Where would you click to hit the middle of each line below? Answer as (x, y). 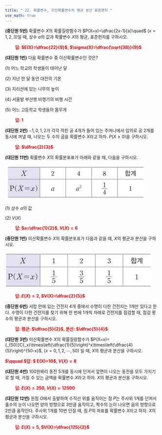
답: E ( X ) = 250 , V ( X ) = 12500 (45, 388)
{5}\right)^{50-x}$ (23, 350)
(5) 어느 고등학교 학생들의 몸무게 (36, 110)
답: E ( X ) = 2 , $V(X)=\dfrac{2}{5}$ (50, 296)
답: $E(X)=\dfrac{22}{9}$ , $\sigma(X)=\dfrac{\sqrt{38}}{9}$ (78, 47)
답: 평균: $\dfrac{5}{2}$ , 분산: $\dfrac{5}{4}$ (61, 329)
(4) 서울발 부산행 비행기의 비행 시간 (39, 99)
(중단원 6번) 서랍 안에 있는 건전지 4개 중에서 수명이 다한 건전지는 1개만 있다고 (79, 306)
